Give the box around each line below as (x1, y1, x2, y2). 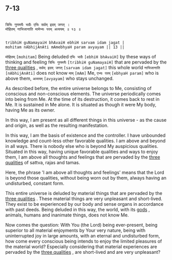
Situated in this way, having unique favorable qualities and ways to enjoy (5, 148, 158, 155)
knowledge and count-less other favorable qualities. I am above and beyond (5, 138, 166, 144)
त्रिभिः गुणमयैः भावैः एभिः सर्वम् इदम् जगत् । (5, 22, 70, 27)
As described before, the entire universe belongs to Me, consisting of (5, 85, 152, 91)
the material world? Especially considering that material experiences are (5, 243, 157, 250)
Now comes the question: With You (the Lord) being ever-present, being (5, 222, 158, 228)
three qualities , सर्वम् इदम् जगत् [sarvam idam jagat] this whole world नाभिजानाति (5, 64, 160, 71)
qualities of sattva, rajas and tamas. (5, 159, 80, 165)
